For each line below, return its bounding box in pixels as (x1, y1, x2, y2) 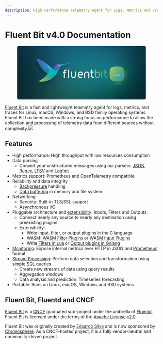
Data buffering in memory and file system (19, 189, 103, 195)
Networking (12, 194, 36, 199)
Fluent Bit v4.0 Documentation (5, 29, 131, 40)
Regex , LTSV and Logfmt (19, 168, 69, 174)
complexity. (5, 126, 28, 131)
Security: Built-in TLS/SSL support (19, 199, 88, 205)
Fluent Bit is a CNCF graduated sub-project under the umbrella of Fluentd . (5, 309, 153, 315)
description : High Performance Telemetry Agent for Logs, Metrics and (5, 8, 151, 13)
